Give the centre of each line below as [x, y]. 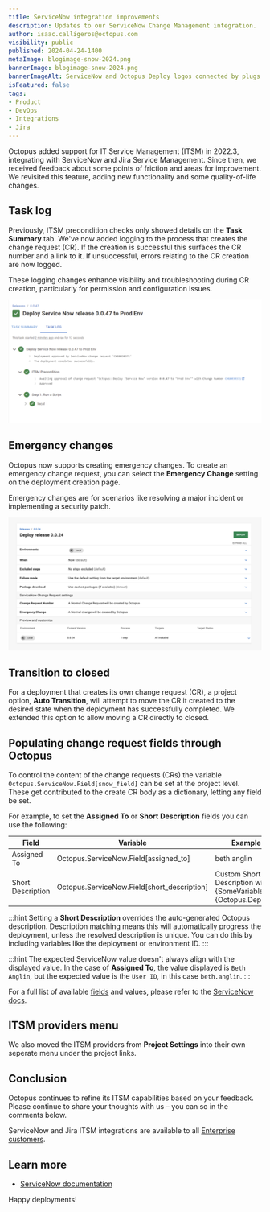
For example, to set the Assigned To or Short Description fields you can [129, 816]
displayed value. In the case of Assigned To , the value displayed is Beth [127, 967]
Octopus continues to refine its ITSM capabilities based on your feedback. [131, 1098]
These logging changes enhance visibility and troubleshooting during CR [129, 280]
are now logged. [35, 264]
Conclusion [38, 1078]
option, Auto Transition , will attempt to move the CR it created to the [122, 701]
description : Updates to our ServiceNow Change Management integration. [133, 25]
